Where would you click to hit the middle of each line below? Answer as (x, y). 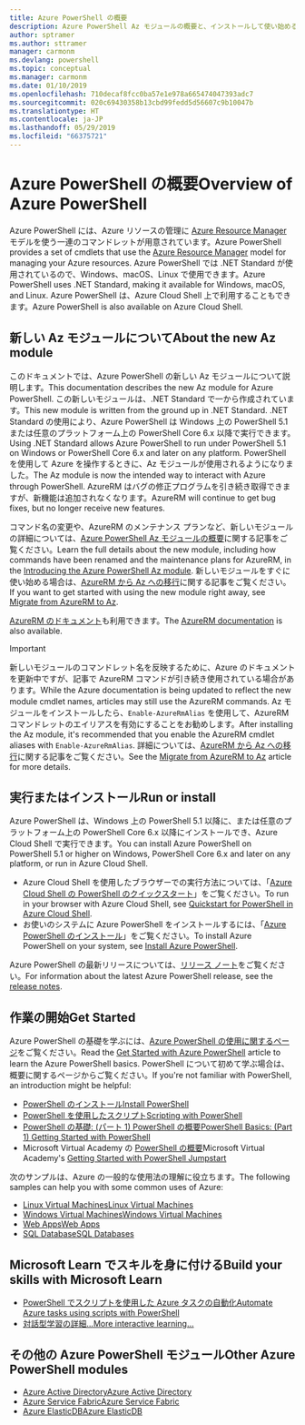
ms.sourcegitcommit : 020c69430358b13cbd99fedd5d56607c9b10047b (132, 102)
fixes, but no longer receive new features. (87, 508)
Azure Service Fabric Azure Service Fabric (101, 1401)
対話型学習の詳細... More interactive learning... (108, 1324)
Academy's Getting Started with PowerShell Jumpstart (124, 1158)
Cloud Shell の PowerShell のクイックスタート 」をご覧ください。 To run (156, 894)
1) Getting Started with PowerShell (87, 1137)
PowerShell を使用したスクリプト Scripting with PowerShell (133, 1116)
